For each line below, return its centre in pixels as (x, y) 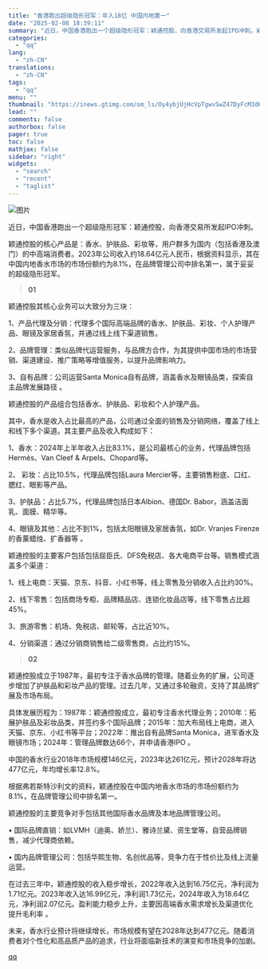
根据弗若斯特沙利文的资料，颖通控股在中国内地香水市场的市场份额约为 (124, 786)
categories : (28, 38)
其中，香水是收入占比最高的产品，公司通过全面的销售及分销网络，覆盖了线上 (134, 420)
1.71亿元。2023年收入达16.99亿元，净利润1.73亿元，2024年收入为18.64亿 (129, 893)
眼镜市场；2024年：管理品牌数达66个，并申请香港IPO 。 (102, 742)
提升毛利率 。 (30, 913)
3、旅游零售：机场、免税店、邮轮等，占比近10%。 (91, 626)
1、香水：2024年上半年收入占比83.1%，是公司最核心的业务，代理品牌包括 (130, 447)
